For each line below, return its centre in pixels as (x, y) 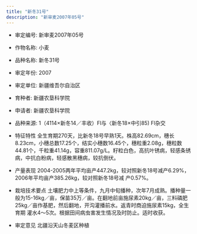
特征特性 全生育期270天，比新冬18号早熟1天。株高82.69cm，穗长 (95, 135)
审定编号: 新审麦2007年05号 (49, 35)
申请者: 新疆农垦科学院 (42, 110)
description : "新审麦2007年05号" (45, 17)
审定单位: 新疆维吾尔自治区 (47, 85)
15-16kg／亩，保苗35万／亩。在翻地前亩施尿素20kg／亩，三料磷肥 (107, 198)
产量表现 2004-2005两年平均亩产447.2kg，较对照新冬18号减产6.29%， (102, 170)
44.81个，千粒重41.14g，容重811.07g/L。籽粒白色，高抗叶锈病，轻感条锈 (103, 150)
